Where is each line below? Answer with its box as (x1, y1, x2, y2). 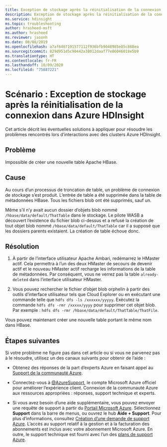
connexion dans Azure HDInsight (5, 110, 144, 121)
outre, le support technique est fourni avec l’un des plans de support (12, 432, 153, 438)
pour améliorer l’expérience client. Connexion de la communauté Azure (12, 385, 158, 391)
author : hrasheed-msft (5, 26, 52, 31)
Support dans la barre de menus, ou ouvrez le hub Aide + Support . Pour (12, 410, 162, 416)
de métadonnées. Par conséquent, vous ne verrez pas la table (12, 271, 140, 277)
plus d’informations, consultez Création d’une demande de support (12, 416, 150, 422)
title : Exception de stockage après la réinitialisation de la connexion (5, 7, 162, 12)
